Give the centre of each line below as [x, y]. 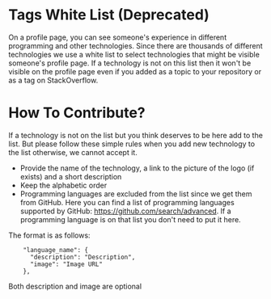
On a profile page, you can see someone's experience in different [118, 37]
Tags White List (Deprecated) [109, 15]
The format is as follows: [49, 235]
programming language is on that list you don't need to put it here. [130, 219]
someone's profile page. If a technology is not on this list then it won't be [130, 63]
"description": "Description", [83, 257]
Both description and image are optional [75, 286]
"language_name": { [56, 250]
